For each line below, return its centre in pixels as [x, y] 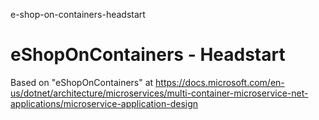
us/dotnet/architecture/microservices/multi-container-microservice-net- [159, 93]
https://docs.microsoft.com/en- [220, 82]
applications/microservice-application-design [104, 103]
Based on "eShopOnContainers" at [82, 82]
